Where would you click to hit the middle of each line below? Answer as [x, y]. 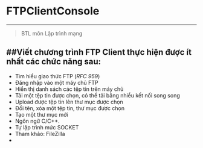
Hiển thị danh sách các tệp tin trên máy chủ [69, 89]
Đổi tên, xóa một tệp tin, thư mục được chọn [70, 108]
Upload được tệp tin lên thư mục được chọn [69, 102]
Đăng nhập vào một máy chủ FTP [56, 82]
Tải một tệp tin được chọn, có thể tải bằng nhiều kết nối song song [97, 95]
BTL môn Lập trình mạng [52, 33]
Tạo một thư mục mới [41, 114]
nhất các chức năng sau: [54, 62]
